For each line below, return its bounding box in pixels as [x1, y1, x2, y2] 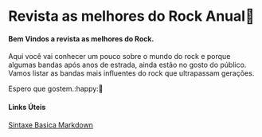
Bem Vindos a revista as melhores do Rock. [8, 33, 154, 43]
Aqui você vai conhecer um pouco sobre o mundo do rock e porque [8, 52, 231, 61]
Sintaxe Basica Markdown [8, 119, 94, 130]
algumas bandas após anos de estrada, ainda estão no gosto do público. [8, 60, 247, 70]
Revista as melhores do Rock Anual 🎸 [8, 7, 255, 25]
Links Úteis [8, 102, 46, 112]
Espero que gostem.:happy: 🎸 [8, 84, 104, 94]
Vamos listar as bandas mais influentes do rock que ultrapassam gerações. [8, 68, 255, 78]
